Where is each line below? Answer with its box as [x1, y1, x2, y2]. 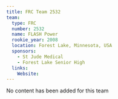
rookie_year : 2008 [11, 37, 59, 43]
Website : [17, 71, 39, 77]
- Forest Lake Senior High [17, 59, 85, 65]
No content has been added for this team [6, 87, 109, 94]
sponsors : [11, 48, 36, 54]
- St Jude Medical [17, 54, 64, 60]
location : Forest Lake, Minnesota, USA [11, 43, 113, 49]
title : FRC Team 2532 [6, 8, 61, 15]
